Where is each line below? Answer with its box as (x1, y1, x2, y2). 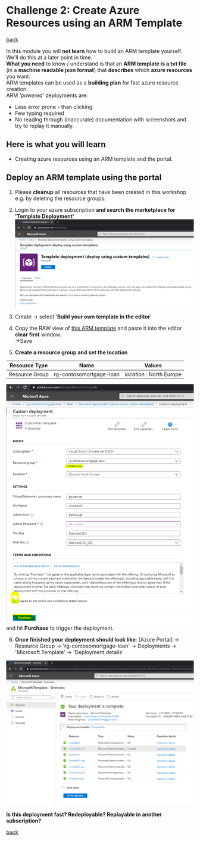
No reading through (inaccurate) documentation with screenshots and (14, 115, 186, 123)
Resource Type (10, 362, 48, 369)
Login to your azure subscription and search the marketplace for (14, 206, 176, 213)
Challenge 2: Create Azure (6, 4, 140, 17)
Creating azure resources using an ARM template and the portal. (14, 155, 173, 162)
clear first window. (14, 331, 61, 338)
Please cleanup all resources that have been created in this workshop (14, 188, 186, 195)
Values (144, 362, 162, 369)
